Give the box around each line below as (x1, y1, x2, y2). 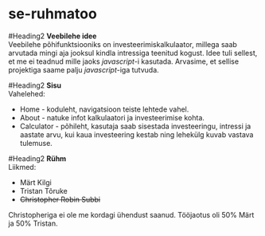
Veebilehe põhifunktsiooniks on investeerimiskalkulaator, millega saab (8, 39, 237, 49)
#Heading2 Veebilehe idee (8, 31, 97, 41)
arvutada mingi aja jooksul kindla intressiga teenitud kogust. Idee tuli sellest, (8, 48, 258, 57)
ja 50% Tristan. (8, 218, 58, 228)
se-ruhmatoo (8, 5, 97, 23)
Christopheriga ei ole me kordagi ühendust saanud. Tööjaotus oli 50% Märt (8, 210, 255, 219)
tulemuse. (19, 138, 53, 147)
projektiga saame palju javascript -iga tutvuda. (8, 65, 159, 74)
